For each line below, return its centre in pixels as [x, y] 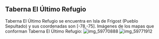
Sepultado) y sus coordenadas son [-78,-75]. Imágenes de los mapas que [80, 26]
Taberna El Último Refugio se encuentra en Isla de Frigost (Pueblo [72, 21]
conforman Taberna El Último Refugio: [44, 31]
